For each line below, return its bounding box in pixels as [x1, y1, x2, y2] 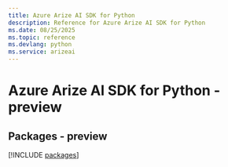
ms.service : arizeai [8, 48, 76, 56]
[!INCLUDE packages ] [8, 151, 79, 159]
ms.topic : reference [8, 33, 76, 42]
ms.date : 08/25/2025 [8, 26, 76, 34]
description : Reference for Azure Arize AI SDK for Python [8, 19, 206, 27]
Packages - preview [8, 129, 108, 143]
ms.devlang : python [8, 41, 72, 49]
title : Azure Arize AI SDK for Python [8, 11, 135, 20]
